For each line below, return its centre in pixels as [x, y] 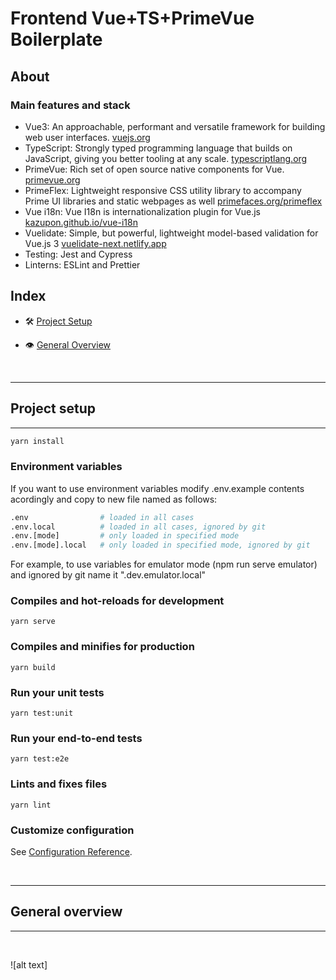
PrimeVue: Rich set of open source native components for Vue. [154, 169]
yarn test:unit [42, 713]
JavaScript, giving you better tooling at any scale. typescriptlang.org [166, 158]
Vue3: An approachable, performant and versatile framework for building [175, 126]
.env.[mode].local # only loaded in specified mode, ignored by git [160, 545]
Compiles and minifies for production [102, 647]
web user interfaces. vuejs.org [87, 137]
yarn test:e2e [40, 759]
